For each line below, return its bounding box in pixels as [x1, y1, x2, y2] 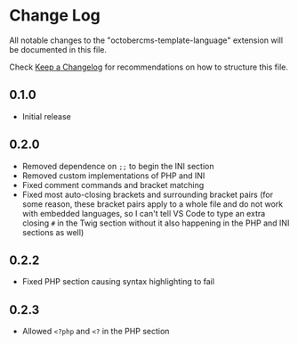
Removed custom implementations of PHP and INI [21, 170, 205, 181]
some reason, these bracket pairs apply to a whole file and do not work [21, 198, 284, 209]
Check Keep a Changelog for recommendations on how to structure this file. [9, 62, 289, 72]
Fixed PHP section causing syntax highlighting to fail [21, 276, 215, 287]
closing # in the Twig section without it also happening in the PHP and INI [21, 218, 290, 228]
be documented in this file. [9, 44, 108, 54]
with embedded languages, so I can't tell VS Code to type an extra [21, 208, 266, 218]
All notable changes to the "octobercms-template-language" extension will [9, 35, 283, 45]
